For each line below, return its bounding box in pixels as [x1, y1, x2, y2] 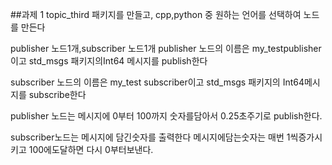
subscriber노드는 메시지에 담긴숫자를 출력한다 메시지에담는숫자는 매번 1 [10, 131, 291, 143]
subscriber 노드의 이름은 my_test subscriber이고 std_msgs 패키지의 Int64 [10, 76, 305, 88]
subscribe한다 [28, 89, 87, 100]
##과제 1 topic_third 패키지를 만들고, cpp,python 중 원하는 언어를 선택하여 [10, 9, 302, 20]
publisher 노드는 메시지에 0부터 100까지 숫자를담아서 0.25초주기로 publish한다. [10, 110, 323, 122]
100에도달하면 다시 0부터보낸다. [28, 144, 154, 155]
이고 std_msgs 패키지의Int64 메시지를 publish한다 [10, 55, 208, 67]
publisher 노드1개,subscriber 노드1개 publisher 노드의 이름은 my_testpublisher [10, 43, 322, 54]
